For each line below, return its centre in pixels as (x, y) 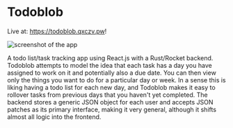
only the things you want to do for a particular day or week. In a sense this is (116, 80)
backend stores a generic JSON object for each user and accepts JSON (110, 102)
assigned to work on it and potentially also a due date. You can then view (112, 73)
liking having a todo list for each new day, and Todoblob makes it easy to (111, 87)
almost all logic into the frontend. (54, 117)
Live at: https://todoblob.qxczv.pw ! (57, 31)
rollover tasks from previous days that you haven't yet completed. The (108, 95)
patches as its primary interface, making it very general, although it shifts (112, 109)
